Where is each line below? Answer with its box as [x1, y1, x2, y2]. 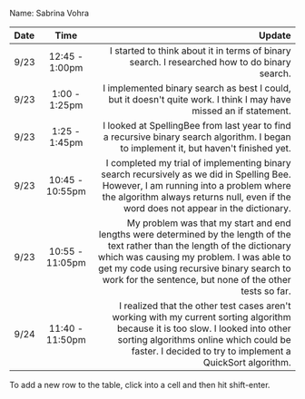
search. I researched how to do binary [129, 56, 291, 68]
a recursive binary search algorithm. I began [103, 131, 291, 143]
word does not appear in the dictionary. [123, 202, 291, 214]
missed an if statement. [192, 104, 291, 117]
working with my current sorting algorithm [112, 311, 291, 323]
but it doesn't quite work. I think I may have [108, 93, 291, 105]
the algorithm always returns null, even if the [102, 190, 291, 203]
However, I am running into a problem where [102, 180, 291, 191]
